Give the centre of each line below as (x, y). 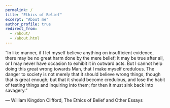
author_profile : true (28, 24)
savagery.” (16, 90)
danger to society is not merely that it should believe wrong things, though (83, 74)
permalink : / (19, 10)
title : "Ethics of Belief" (34, 15)
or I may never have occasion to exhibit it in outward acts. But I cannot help (84, 63)
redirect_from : (21, 29)
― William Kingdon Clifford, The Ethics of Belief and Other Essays (74, 100)
